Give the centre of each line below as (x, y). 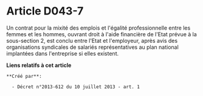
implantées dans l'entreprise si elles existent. (63, 53)
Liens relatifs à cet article (39, 65)
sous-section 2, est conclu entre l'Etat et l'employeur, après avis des (92, 40)
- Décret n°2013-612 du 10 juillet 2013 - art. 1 (76, 87)
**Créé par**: (24, 76)
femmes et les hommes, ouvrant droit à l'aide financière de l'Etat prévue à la (102, 34)
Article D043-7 (45, 11)
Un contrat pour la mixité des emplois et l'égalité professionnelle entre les (98, 28)
